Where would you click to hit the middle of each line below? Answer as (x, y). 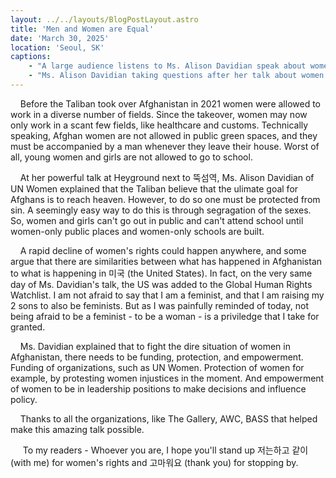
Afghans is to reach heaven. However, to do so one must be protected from (165, 199)
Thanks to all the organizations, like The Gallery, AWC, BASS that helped (168, 418)
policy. (24, 399)
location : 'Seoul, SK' (57, 47)
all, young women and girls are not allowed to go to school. (131, 157)
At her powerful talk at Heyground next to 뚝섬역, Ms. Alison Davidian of (167, 177)
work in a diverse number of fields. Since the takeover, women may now (159, 114)
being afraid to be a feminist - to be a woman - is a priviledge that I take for (165, 316)
